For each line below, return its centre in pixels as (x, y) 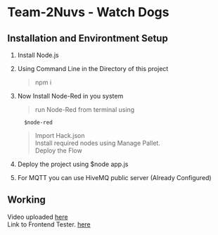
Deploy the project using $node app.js (73, 164)
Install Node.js (38, 55)
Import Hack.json (60, 135)
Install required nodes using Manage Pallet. (97, 143)
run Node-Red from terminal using (85, 109)
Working (26, 200)
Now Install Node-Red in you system (70, 96)
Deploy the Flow (58, 151)
